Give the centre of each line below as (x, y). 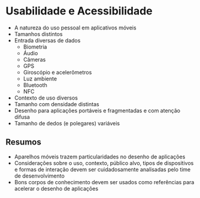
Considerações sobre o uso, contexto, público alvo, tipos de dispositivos (104, 163)
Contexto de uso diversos (46, 98)
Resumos (23, 142)
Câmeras (34, 59)
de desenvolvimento (40, 176)
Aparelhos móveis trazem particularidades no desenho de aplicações (100, 157)
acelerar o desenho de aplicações (56, 188)
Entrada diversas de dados (47, 40)
